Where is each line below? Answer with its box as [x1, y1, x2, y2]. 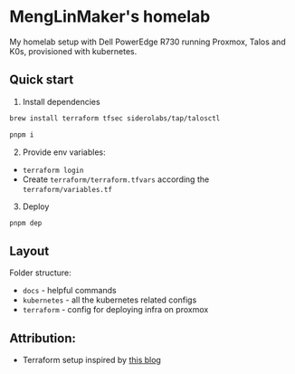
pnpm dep [9, 218, 43, 227]
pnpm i [9, 129, 34, 139]
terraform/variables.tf [22, 185, 113, 194]
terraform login [22, 166, 84, 175]
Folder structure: [9, 267, 72, 278]
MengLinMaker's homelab [9, 6, 211, 27]
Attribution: [9, 331, 77, 346]
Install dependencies [22, 96, 101, 107]
